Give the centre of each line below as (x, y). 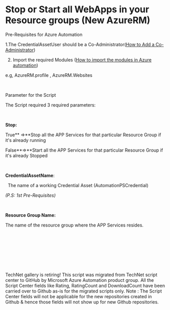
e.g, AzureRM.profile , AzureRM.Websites (49, 75)
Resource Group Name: (31, 215)
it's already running (26, 140)
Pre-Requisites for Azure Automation (44, 34)
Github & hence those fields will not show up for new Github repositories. (82, 302)
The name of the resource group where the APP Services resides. (75, 225)
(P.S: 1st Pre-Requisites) (31, 195)
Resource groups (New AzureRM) (78, 20)
